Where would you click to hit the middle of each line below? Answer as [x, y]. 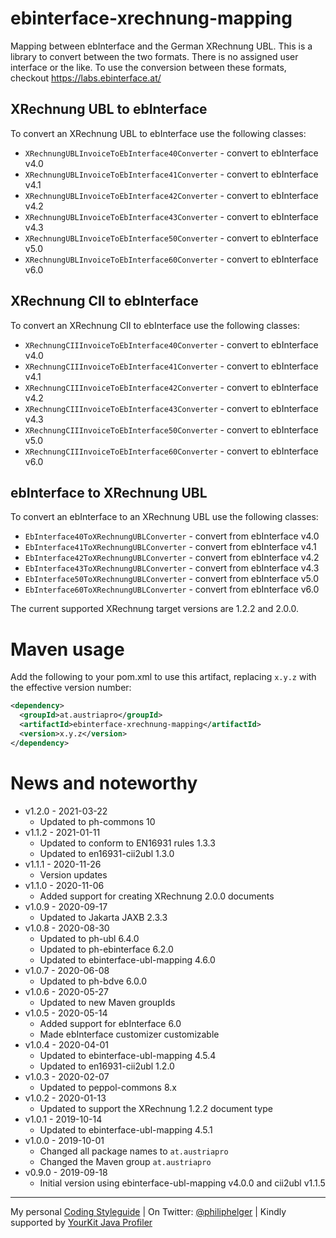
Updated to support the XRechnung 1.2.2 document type [156, 1108]
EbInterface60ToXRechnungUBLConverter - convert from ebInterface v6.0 [172, 589]
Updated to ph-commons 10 [97, 821]
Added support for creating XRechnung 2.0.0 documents [157, 896]
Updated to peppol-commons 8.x [108, 1087]
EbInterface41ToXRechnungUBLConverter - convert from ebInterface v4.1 [170, 547]
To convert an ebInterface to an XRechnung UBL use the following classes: [164, 517]
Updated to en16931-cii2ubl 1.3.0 [107, 853]
